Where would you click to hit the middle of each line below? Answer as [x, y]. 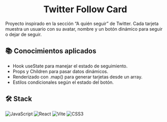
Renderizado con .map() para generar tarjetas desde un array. [77, 77]
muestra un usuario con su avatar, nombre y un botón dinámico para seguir [84, 29]
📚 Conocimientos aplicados [51, 51]
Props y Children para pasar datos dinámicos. [60, 71]
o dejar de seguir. [24, 34]
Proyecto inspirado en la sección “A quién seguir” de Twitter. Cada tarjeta [82, 23]
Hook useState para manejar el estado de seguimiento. [70, 66]
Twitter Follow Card [85, 9]
